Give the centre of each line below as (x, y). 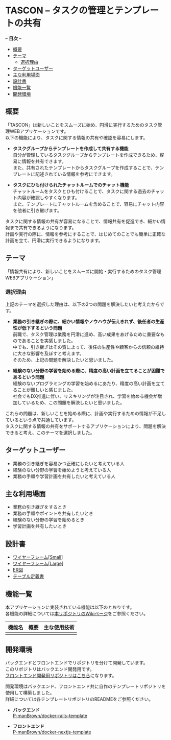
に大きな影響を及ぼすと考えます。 (48, 353)
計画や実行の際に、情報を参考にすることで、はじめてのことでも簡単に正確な (86, 234)
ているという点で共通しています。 (41, 420)
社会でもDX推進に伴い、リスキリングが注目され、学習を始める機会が (85, 396)
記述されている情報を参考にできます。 (75, 174)
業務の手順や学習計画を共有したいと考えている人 (64, 476)
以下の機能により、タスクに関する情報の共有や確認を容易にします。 (77, 137)
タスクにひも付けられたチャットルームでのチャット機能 (71, 185)
